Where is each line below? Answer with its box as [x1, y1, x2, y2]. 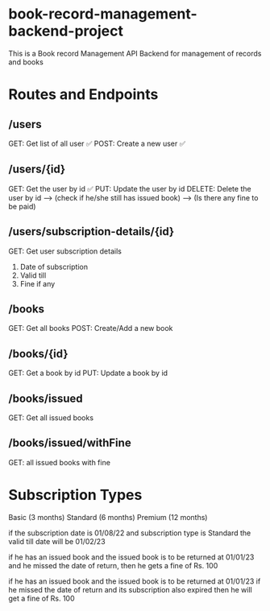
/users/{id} [8, 163, 66, 176]
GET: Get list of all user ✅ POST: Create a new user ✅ [8, 138, 186, 148]
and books [8, 57, 44, 67]
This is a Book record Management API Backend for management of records [8, 48, 262, 58]
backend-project [8, 22, 123, 40]
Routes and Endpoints [8, 85, 159, 104]
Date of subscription [19, 262, 89, 271]
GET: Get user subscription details [8, 246, 123, 256]
